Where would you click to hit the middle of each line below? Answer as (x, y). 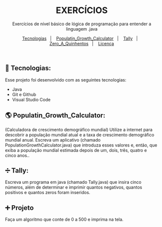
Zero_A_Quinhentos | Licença (82, 43)
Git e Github (24, 94)
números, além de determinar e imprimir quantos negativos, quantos (74, 187)
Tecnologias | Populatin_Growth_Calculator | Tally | (80, 38)
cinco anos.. (17, 155)
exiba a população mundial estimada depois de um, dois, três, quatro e (76, 150)
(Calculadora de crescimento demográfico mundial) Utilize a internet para (79, 130)
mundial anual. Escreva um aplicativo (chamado (53, 140)
